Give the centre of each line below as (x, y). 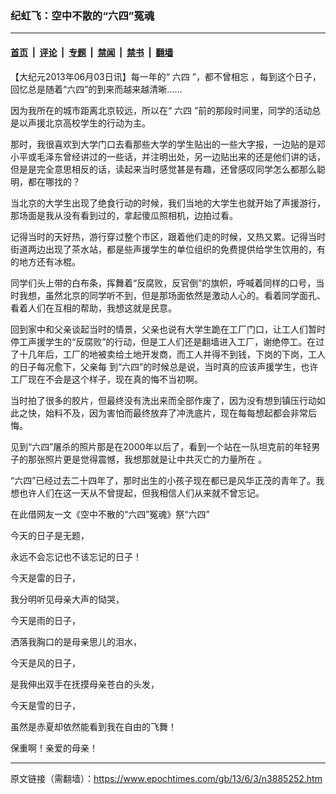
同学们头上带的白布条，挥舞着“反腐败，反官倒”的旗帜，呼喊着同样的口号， (163, 283)
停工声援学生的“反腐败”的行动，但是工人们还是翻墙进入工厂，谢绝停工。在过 (167, 341)
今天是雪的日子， (45, 705)
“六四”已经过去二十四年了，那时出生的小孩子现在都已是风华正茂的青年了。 (163, 480)
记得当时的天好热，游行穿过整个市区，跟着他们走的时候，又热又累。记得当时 (168, 236)
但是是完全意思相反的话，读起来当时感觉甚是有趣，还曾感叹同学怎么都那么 (163, 169)
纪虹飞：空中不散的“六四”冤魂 (82, 15)
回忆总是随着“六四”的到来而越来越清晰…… (96, 89)
